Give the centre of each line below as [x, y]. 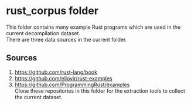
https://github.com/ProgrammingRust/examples [72, 84]
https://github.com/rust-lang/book [56, 72]
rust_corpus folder [52, 11]
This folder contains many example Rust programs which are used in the [93, 27]
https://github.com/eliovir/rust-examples [63, 78]
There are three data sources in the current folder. [66, 39]
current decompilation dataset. [43, 33]
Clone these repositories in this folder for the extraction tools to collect [100, 91]
